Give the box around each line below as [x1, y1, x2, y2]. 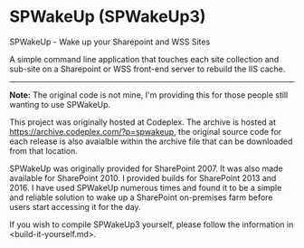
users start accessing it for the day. [9, 201, 142, 212]
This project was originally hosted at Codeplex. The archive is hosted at [9, 116, 277, 128]
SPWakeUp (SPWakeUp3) [9, 6, 206, 27]
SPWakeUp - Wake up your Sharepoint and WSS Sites [9, 36, 211, 47]
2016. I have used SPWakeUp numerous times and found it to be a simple [9, 182, 282, 193]
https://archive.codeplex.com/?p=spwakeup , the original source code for [9, 126, 282, 137]
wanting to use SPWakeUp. [9, 99, 111, 110]
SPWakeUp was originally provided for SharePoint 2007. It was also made [9, 163, 283, 174]
